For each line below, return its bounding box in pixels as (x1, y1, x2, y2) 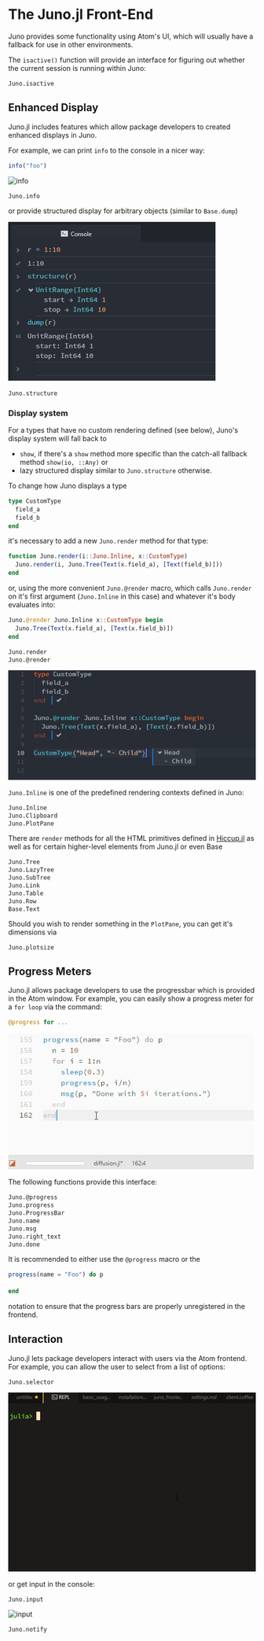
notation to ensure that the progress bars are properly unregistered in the (8, 1301, 246, 1311)
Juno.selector (8, 1378, 55, 1386)
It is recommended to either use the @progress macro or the (8, 1255, 200, 1264)
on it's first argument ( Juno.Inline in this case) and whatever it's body (8, 592, 236, 601)
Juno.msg (8, 1225, 37, 1233)
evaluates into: (8, 600, 56, 610)
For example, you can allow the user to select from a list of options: (8, 1362, 225, 1371)
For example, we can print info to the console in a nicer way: (8, 146, 206, 155)
